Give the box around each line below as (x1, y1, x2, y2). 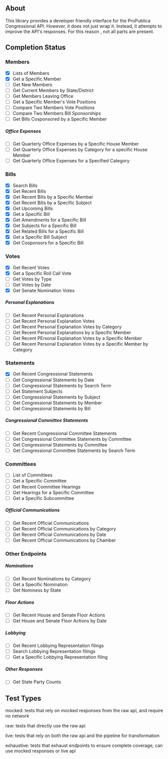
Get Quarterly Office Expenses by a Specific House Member (12, 141, 139, 147)
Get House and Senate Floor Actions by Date (12, 618, 107, 624)
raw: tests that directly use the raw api (5, 723, 86, 729)
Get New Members (12, 81, 52, 88)
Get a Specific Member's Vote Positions (12, 99, 96, 105)
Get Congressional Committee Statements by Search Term (12, 447, 136, 454)
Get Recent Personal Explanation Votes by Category (12, 323, 122, 330)
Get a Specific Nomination (12, 581, 68, 587)
